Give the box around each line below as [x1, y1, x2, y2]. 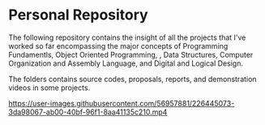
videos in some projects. [8, 83, 91, 93]
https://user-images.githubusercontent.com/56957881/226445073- [8, 98, 235, 108]
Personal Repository [8, 6, 148, 24]
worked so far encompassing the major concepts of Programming [8, 41, 229, 50]
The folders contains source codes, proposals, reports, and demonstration [8, 74, 257, 84]
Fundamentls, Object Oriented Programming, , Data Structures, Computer [8, 50, 254, 59]
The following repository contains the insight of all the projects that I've [8, 32, 246, 42]
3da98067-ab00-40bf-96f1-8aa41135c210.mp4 [8, 107, 168, 117]
